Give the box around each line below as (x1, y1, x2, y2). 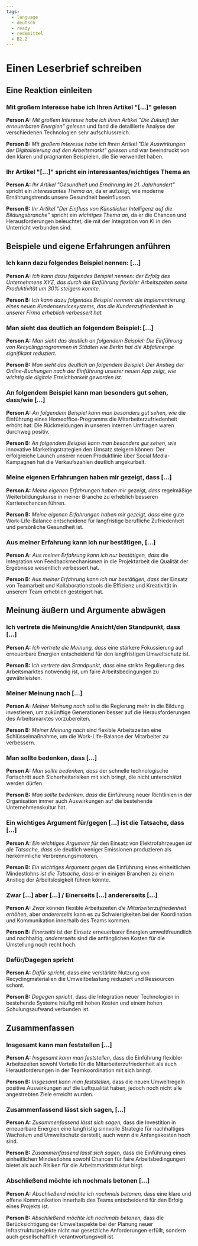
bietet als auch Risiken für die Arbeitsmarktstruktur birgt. (6, 1162, 144, 1169)
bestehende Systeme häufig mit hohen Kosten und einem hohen (6, 999, 163, 1006)
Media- (152, 452, 170, 459)
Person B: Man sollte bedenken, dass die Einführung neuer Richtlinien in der (6, 791, 193, 799)
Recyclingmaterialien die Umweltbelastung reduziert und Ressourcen (6, 976, 174, 983)
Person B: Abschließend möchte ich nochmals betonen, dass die (6, 1214, 164, 1221)
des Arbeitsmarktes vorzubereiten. (6, 715, 90, 722)
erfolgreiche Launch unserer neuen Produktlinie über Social (6, 452, 152, 459)
